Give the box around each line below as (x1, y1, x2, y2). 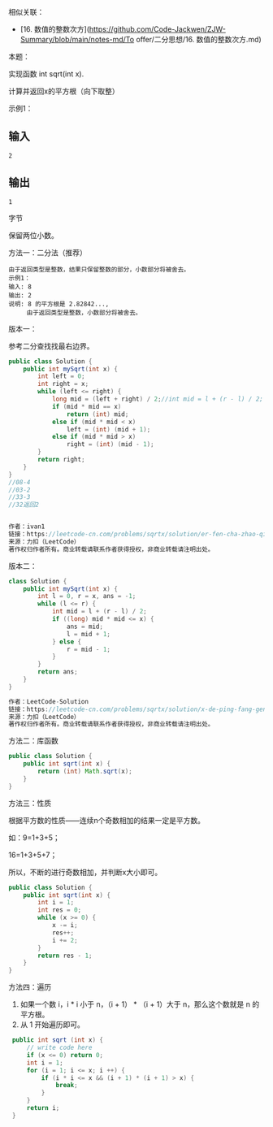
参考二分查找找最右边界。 (8, 340, 94, 351)
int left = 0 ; (37, 372, 85, 380)
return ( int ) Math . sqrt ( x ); (37, 767, 132, 775)
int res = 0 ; (37, 906, 82, 914)
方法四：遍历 (8, 982, 51, 992)
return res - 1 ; (37, 951, 93, 960)
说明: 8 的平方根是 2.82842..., (8, 300, 110, 308)
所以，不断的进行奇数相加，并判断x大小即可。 (8, 867, 162, 877)
